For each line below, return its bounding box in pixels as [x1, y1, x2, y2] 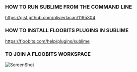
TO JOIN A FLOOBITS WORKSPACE [5, 50, 91, 57]
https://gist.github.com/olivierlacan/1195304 [5, 15, 96, 21]
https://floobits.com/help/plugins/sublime [5, 38, 90, 44]
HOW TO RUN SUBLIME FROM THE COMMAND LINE [5, 3, 133, 10]
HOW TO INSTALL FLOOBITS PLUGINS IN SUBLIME [5, 27, 129, 34]
